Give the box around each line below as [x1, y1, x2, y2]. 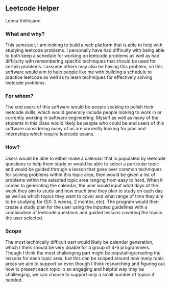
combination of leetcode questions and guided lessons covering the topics [5, 209, 162, 215]
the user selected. [5, 215, 43, 221]
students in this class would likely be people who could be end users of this [5, 120, 164, 126]
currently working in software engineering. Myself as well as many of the [5, 114, 159, 121]
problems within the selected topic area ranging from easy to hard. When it [5, 177, 163, 183]
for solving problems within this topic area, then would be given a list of [5, 171, 156, 178]
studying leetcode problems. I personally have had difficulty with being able [5, 47, 165, 53]
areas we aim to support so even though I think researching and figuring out [5, 261, 165, 267]
